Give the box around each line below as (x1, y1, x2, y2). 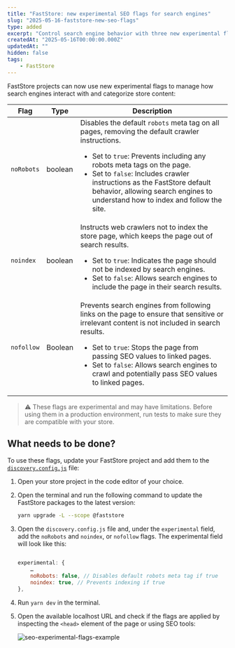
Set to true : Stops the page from (92, 342, 199, 352)
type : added (7, 23, 42, 30)
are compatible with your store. (24, 417, 115, 425)
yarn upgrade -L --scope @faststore (17, 512, 124, 520)
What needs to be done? (7, 438, 116, 450)
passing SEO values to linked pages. (92, 351, 211, 361)
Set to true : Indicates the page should (92, 256, 217, 265)
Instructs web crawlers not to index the (80, 222, 208, 232)
